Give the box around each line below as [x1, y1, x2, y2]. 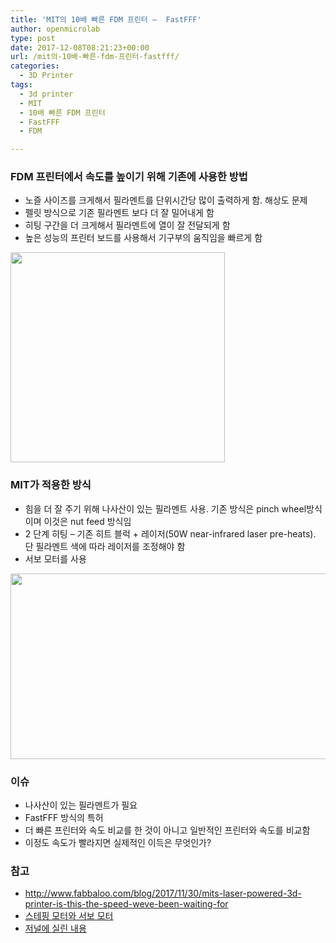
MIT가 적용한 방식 [10, 478, 92, 492]
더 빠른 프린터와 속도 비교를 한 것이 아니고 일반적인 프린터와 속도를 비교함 [24, 824, 311, 836]
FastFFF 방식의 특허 [24, 812, 104, 824]
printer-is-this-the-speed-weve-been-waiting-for [24, 898, 229, 910]
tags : [10, 80, 33, 90]
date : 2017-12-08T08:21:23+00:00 [10, 42, 150, 53]
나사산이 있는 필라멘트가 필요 [24, 799, 138, 811]
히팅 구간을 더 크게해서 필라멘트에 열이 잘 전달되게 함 [24, 219, 231, 231]
